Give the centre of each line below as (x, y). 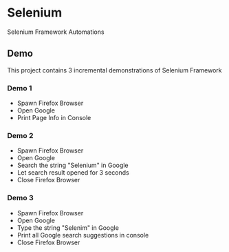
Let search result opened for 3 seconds (73, 173)
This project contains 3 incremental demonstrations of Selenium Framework (115, 70)
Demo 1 (20, 88)
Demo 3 (20, 198)
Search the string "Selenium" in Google (73, 165)
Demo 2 (20, 135)
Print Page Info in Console (54, 118)
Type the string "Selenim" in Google (68, 227)
